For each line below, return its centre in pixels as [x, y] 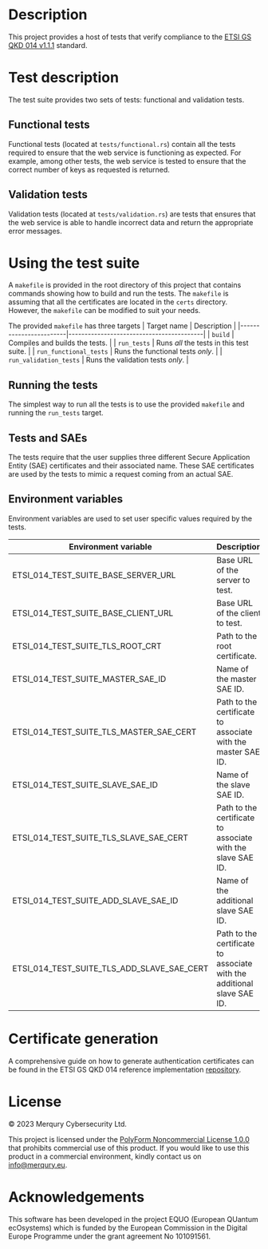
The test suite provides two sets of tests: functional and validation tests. [126, 99]
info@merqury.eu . [38, 1164]
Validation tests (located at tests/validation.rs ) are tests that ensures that [132, 214]
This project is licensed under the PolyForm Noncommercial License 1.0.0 [129, 1139]
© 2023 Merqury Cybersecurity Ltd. [68, 1124]
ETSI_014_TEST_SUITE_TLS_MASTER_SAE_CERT [104, 732]
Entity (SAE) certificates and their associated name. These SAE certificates [131, 466]
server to [233, 580]
